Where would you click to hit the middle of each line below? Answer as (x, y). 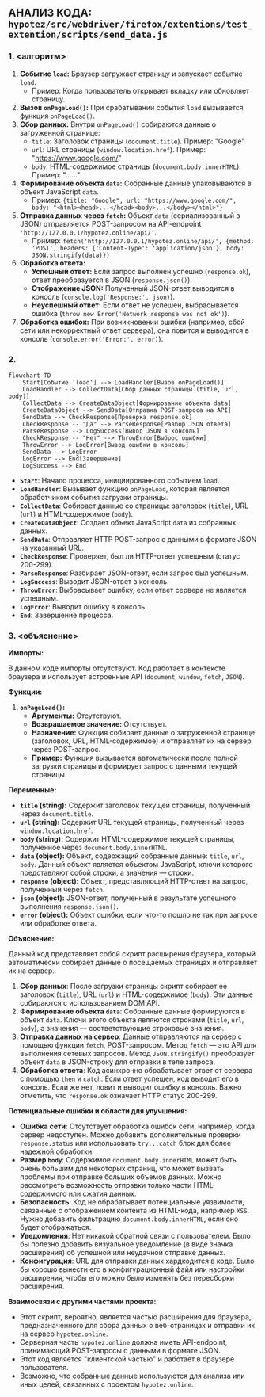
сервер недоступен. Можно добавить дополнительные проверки (130, 1135)
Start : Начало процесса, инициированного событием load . (119, 480)
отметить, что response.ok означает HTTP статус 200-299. (118, 1096)
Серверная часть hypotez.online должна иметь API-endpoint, (123, 1342)
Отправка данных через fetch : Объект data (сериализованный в (130, 215)
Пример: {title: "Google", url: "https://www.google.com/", (134, 200)
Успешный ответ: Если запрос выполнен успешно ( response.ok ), (141, 271)
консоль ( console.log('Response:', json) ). (103, 296)
